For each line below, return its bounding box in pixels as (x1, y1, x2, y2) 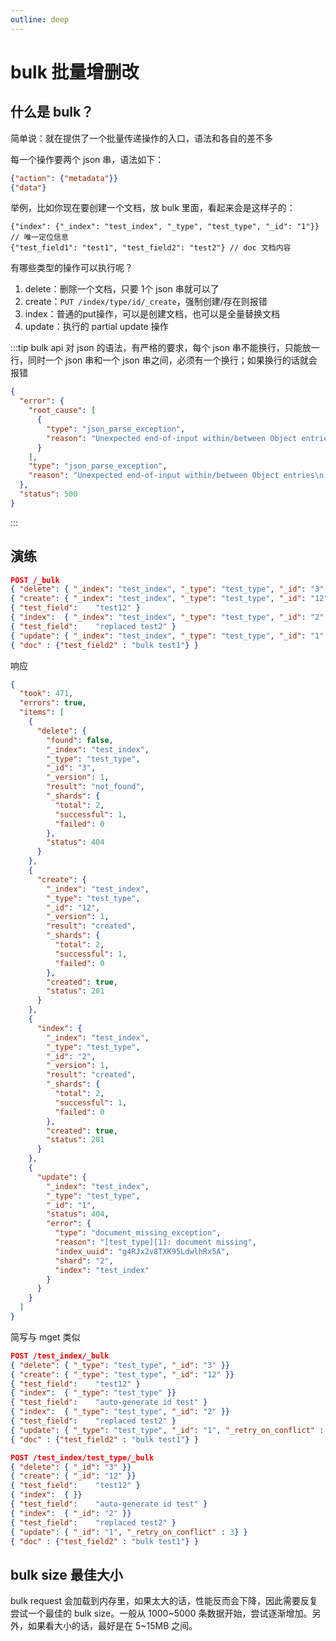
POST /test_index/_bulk (10, 1351, 110, 1361)
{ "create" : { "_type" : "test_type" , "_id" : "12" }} (10, 1369, 235, 1380)
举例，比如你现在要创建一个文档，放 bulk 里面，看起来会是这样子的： (10, 202, 296, 214)
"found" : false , (46, 735, 114, 745)
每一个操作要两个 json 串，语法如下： (10, 153, 165, 165)
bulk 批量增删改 (10, 61, 140, 83)
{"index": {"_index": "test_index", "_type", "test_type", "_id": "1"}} (10, 222, 320, 232)
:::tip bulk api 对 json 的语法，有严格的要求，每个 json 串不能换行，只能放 (10, 342, 312, 354)
